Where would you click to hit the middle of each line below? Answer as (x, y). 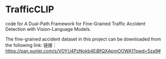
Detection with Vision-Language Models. (48, 29)
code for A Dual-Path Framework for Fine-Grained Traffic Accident (75, 24)
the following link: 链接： (31, 45)
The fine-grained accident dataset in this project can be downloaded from (83, 39)
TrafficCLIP (30, 9)
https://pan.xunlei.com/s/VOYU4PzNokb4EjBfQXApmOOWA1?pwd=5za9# (83, 51)
